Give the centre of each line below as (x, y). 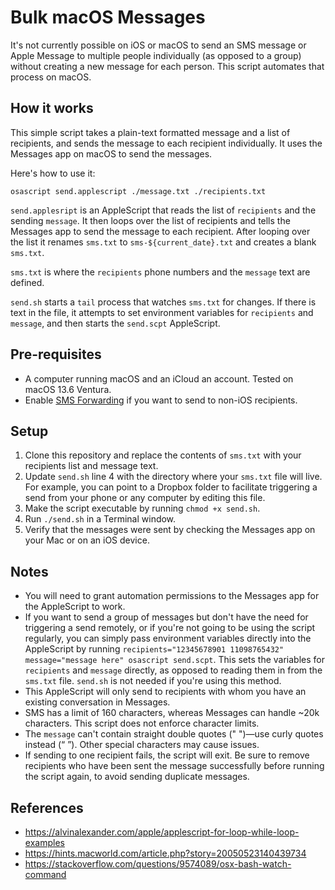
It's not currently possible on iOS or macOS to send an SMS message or (158, 45)
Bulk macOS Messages (108, 17)
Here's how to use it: (53, 173)
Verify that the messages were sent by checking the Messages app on (170, 530)
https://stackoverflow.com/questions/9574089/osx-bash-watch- (158, 864)
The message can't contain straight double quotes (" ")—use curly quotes (174, 734)
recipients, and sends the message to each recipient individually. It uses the (166, 143)
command (45, 874)
